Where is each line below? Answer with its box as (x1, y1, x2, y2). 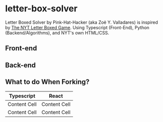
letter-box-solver (5, 3, 78, 14)
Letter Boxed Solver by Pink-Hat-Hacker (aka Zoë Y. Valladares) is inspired (5, 19, 158, 25)
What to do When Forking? (5, 78, 90, 86)
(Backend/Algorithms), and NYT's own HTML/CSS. (5, 30, 109, 36)
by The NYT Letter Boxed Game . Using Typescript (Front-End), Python (5, 24, 150, 30)
